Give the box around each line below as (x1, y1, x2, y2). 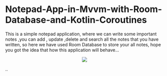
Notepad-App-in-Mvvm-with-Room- (5, 4, 162, 15)
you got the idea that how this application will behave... (5, 47, 119, 53)
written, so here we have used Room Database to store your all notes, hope (5, 41, 161, 47)
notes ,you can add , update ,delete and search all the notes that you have (5, 36, 159, 42)
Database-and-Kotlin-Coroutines (5, 14, 147, 26)
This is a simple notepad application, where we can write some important (5, 31, 157, 37)
